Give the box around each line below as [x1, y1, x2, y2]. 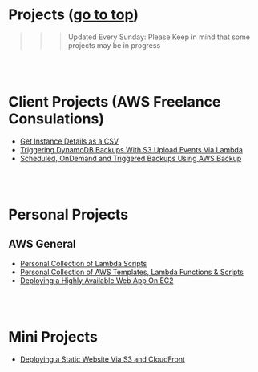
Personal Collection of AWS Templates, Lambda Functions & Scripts [19, 267, 244, 277]
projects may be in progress [67, 40, 161, 50]
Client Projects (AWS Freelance [8, 93, 221, 111]
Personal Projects [8, 206, 129, 224]
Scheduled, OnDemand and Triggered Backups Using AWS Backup [19, 153, 242, 163]
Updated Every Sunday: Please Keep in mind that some [67, 32, 251, 42]
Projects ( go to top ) [8, 6, 139, 24]
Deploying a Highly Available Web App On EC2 [19, 275, 174, 285]
